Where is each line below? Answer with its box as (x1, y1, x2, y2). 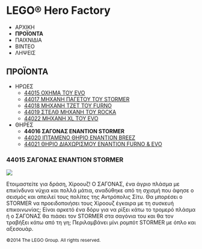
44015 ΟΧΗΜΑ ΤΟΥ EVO (23, 89, 85, 96)
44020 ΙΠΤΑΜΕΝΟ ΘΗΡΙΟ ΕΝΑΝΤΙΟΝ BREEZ (23, 134, 136, 141)
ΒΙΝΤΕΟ (14, 43, 35, 50)
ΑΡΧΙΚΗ (14, 24, 35, 31)
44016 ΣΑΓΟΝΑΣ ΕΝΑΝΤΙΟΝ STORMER (23, 127, 125, 134)
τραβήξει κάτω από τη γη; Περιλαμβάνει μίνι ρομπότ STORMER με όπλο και (6, 219, 196, 226)
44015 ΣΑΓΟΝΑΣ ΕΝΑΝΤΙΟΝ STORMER (6, 155, 124, 163)
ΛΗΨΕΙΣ (14, 49, 36, 56)
